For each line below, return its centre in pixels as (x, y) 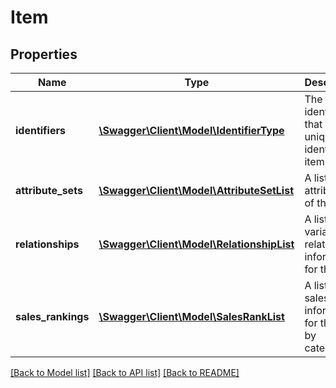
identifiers (40, 130)
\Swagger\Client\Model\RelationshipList (196, 244)
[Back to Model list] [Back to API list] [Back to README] (125, 372)
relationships (47, 244)
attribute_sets (49, 190)
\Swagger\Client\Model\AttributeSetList (196, 190)
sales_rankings (52, 316)
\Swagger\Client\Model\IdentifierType (191, 130)
